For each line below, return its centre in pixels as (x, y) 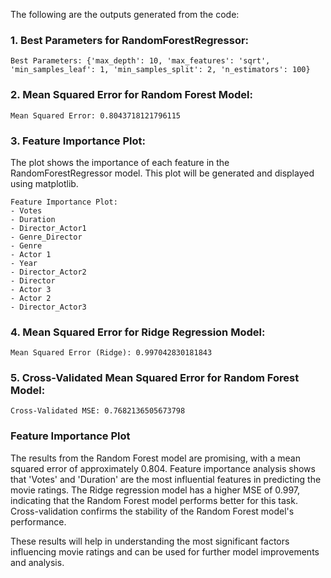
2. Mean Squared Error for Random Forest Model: (131, 95)
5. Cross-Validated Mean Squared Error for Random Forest (155, 378)
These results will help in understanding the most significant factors (150, 541)
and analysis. (37, 562)
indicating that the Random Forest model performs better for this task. (154, 500)
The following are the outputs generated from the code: (125, 14)
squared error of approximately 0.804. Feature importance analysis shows (163, 468)
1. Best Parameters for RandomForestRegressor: (130, 40)
